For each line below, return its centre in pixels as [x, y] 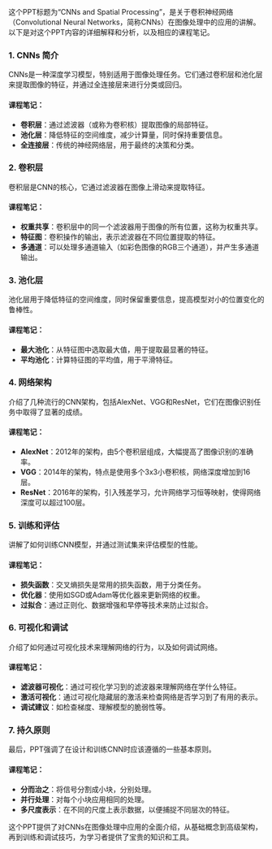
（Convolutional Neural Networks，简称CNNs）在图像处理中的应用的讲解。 [134, 22]
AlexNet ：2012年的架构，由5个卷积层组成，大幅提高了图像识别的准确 [137, 452]
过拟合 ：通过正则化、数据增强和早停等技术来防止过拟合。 [116, 604]
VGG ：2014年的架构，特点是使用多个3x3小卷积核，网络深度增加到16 [135, 472]
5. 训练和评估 [34, 525]
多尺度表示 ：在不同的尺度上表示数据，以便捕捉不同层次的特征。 [127, 809]
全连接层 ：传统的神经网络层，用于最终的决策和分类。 [109, 145]
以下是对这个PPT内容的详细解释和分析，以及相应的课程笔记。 [111, 32]
